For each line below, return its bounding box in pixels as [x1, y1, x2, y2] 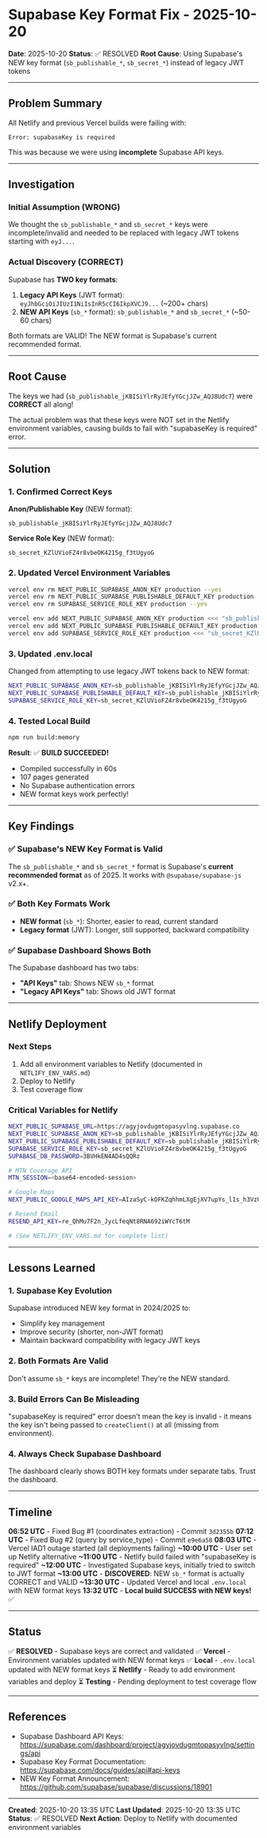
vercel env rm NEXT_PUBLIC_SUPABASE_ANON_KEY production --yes [8, 585, 222, 594]
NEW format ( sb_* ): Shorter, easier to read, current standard [19, 916, 219, 926]
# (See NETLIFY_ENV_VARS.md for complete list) [8, 1231, 169, 1239]
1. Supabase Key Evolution [8, 1285, 113, 1296]
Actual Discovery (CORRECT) [8, 256, 124, 267]
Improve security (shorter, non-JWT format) [19, 1327, 164, 1337]
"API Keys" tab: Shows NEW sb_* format [19, 978, 154, 988]
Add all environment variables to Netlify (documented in [19, 1059, 203, 1068]
